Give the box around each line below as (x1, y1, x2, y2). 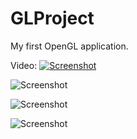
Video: (10, 59, 38, 71)
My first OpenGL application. (10, 40, 129, 52)
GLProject (10, 7, 95, 30)
